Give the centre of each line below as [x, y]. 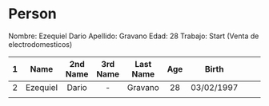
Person [33, 14]
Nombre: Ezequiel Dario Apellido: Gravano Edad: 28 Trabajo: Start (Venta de [134, 36]
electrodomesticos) [40, 44]
